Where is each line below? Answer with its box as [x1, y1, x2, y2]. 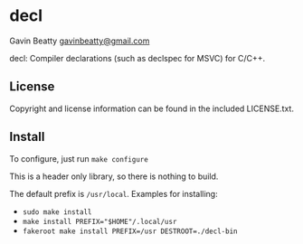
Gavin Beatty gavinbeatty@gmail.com [9, 35, 150, 46]
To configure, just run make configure [9, 153, 149, 164]
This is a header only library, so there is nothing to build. [9, 171, 219, 182]
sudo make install [22, 207, 92, 217]
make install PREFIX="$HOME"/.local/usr [22, 217, 177, 226]
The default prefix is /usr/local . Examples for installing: [9, 188, 219, 199]
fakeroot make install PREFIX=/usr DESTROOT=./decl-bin [22, 227, 238, 236]
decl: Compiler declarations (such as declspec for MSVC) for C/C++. [9, 52, 266, 63]
